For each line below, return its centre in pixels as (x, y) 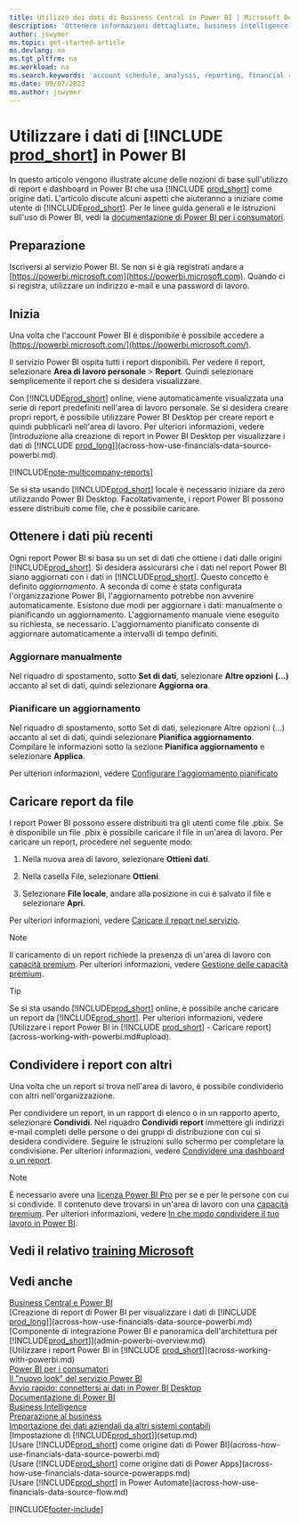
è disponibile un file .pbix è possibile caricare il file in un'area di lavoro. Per (146, 833)
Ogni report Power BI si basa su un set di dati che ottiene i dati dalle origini (146, 558)
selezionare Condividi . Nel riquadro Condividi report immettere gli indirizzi (147, 1122)
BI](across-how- (250, 1445)
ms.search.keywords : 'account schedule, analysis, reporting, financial (147, 76)
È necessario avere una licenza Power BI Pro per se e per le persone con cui (149, 1195)
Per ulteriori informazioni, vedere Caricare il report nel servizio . (125, 920)
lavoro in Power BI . (44, 1223)
